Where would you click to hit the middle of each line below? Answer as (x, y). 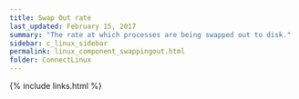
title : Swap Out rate (51, 18)
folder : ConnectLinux (51, 60)
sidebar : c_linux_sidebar (58, 43)
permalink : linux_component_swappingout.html (97, 52)
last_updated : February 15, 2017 (73, 26)
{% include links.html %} (56, 86)
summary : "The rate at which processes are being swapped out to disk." (150, 35)
